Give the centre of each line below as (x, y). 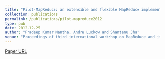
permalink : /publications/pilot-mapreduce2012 (54, 19)
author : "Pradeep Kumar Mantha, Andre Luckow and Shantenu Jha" (72, 32)
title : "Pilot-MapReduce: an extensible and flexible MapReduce (72, 10)
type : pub (15, 23)
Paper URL (16, 51)
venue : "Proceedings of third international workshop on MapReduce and (80, 37)
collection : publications (31, 14)
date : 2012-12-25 (23, 28)
